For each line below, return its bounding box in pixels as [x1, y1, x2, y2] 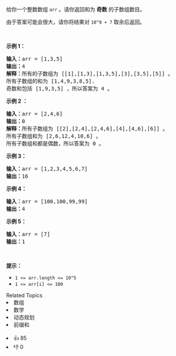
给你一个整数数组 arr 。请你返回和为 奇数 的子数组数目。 [6, 6, 146, 12]
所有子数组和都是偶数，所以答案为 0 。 [6, 140, 105, 147]
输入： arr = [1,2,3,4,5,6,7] [6, 166, 88, 172]
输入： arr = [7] [6, 231, 51, 237]
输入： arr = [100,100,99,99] [6, 199, 88, 204]
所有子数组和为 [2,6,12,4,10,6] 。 [6, 133, 102, 139]
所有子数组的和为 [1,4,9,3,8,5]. [6, 78, 95, 84]
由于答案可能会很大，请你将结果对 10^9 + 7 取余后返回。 [6, 18, 146, 26]
